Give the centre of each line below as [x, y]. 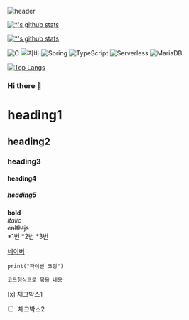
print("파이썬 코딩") [36, 266]
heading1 [35, 116]
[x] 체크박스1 [25, 294]
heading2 [29, 141]
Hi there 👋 [25, 85]
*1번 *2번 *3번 [28, 236]
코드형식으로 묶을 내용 [35, 280]
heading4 [22, 178]
